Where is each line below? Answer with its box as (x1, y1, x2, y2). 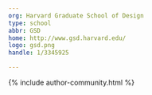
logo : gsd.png (8, 42, 56, 49)
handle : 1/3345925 (8, 49, 69, 57)
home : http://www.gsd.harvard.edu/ (8, 34, 127, 42)
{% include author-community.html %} (8, 77, 135, 87)
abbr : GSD (8, 26, 41, 34)
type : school (8, 19, 52, 27)
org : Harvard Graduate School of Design (8, 11, 145, 20)
